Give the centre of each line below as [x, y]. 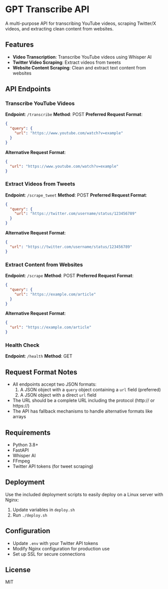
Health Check [22, 345]
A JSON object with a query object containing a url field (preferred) [90, 390]
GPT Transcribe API [47, 9]
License [18, 569]
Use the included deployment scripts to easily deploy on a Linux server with [84, 494]
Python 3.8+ [26, 445]
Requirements [28, 433]
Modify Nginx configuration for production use [61, 548]
